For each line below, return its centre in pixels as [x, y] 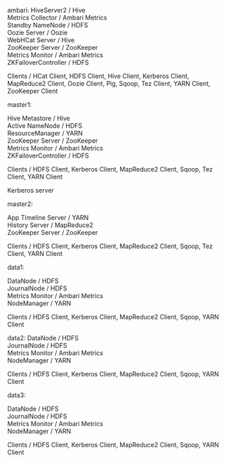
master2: [20, 204]
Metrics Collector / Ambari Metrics [57, 18]
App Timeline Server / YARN [48, 218]
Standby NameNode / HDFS [48, 25]
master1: [20, 104]
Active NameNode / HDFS [45, 126]
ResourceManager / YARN [45, 133]
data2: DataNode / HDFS [43, 338]
